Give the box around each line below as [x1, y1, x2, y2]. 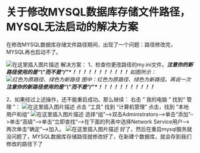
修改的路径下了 [6, 140, 43, 147]
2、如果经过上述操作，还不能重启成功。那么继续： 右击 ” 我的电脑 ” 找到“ [6, 95, 186, 103]
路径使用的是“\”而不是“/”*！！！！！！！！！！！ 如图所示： [6, 68, 157, 75]
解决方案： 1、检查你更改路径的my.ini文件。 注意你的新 [60, 60, 193, 68]
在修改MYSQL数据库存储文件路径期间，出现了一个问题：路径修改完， [6, 41, 176, 48]
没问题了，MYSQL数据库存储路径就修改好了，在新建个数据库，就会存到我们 [6, 133, 192, 140]
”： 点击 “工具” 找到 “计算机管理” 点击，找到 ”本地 [12, 103, 189, 110]
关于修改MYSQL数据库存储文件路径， [6, 5, 190, 19]
